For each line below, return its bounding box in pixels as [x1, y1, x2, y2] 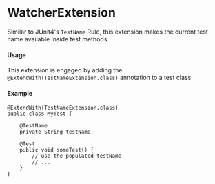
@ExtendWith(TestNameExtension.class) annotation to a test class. [7, 74, 193, 82]
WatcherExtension [7, 5, 116, 21]
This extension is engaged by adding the [7, 66, 123, 74]
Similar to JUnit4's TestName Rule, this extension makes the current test [7, 28, 209, 36]
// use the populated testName [32, 153, 122, 160]
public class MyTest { [7, 110, 72, 118]
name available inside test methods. [7, 34, 109, 43]
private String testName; [19, 129, 94, 136]
